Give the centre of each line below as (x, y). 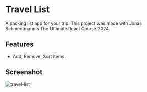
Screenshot (24, 72)
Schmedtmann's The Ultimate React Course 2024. (58, 28)
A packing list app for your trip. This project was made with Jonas (74, 23)
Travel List (28, 9)
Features (19, 44)
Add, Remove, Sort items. (39, 56)
